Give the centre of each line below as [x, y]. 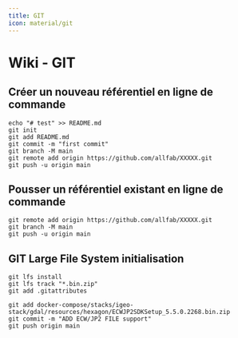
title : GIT [26, 16]
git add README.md [39, 137]
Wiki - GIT [42, 63]
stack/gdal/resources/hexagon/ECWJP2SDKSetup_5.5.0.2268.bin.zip [119, 312]
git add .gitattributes [48, 291]
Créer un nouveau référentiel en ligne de [111, 92]
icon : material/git [41, 23]
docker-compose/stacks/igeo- [85, 305]
